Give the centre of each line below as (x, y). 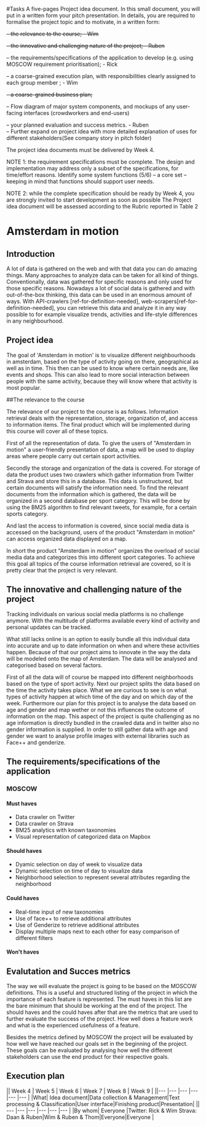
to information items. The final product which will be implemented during (98, 424)
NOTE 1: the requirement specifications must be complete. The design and (101, 162)
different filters (34, 938)
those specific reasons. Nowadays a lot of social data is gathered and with (101, 288)
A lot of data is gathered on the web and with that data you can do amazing (102, 269)
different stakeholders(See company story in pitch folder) (79, 138)
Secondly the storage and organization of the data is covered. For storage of (103, 468)
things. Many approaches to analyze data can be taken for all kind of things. (102, 275)
